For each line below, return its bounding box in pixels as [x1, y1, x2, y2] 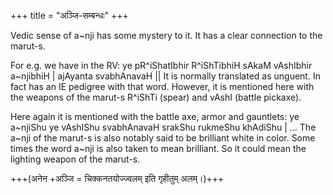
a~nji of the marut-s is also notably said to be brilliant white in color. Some [10, 132, 316, 144]
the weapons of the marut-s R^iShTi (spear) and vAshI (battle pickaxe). [10, 91, 302, 103]
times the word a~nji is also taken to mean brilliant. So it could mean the [10, 143, 307, 154]
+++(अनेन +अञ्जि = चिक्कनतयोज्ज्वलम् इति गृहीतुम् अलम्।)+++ [10, 173, 225, 184]
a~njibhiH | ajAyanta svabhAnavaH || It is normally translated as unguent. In [10, 70, 321, 82]
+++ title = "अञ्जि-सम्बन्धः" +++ [10, 10, 129, 21]
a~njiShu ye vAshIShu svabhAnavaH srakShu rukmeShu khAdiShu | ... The [10, 121, 317, 133]
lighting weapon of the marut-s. [10, 153, 141, 165]
